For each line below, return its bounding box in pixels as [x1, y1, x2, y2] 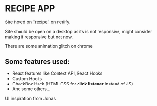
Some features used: [5, 57, 70, 66]
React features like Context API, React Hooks [12, 70, 103, 76]
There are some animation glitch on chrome [5, 43, 93, 49]
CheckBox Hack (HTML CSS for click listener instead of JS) [12, 81, 133, 86]
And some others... [12, 86, 51, 92]
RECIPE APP [5, 3, 55, 14]
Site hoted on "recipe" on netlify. [5, 19, 71, 25]
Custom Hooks [12, 75, 42, 81]
